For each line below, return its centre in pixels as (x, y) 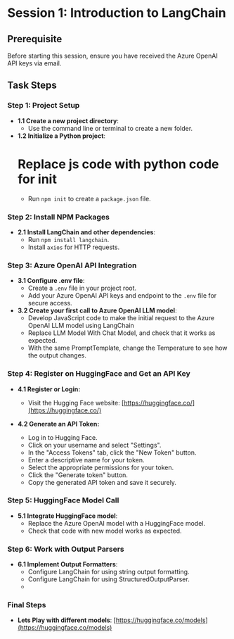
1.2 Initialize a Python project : (61, 136)
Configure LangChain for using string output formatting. (109, 572)
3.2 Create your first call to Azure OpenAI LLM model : (97, 310)
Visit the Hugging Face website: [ (76, 403)
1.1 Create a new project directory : (68, 120)
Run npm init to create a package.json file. (89, 198)
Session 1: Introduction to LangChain (117, 13)
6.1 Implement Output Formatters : (67, 564)
